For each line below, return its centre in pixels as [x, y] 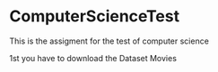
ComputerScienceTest [95, 16]
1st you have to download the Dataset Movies [93, 58]
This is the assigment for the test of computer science [109, 41]
